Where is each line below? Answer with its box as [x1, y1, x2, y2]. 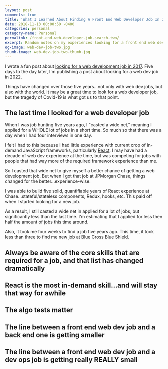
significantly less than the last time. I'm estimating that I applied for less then [5, 214, 163, 220]
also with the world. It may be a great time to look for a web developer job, [5, 89, 158, 95]
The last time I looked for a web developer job [5, 108, 150, 117]
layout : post [5, 7, 32, 13]
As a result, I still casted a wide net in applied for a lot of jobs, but [5, 208, 140, 214]
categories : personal [5, 26, 50, 31]
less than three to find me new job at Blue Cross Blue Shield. [5, 234, 130, 240]
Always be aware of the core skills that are [5, 248, 140, 257]
